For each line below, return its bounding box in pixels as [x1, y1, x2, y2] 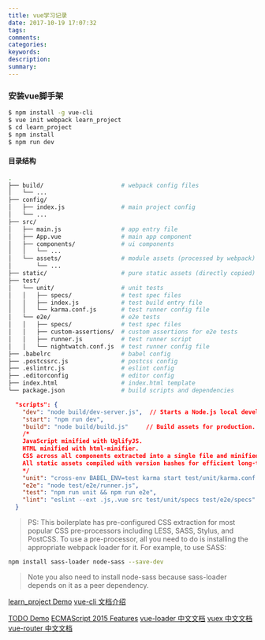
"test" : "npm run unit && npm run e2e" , [22, 489, 157, 497]
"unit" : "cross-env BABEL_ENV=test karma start [22, 474, 181, 482]
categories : [8, 41, 47, 49]
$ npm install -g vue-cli [8, 109, 93, 117]
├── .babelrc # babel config [8, 350, 171, 358]
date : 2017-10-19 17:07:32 [8, 19, 97, 27]
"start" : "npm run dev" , [22, 415, 104, 423]
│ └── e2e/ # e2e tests [8, 313, 160, 322]
